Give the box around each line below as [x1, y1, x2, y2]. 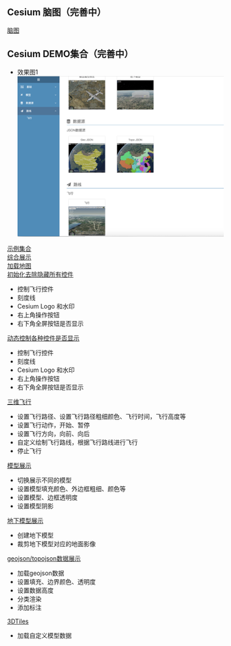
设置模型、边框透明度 [16, 493, 78, 501]
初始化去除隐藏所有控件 [7, 271, 74, 279]
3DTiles [7, 617, 29, 625]
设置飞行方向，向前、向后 [16, 430, 90, 438]
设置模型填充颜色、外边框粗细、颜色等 [16, 485, 126, 493]
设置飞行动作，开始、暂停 [16, 421, 90, 429]
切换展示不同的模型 [16, 476, 72, 484]
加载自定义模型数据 [16, 632, 72, 640]
